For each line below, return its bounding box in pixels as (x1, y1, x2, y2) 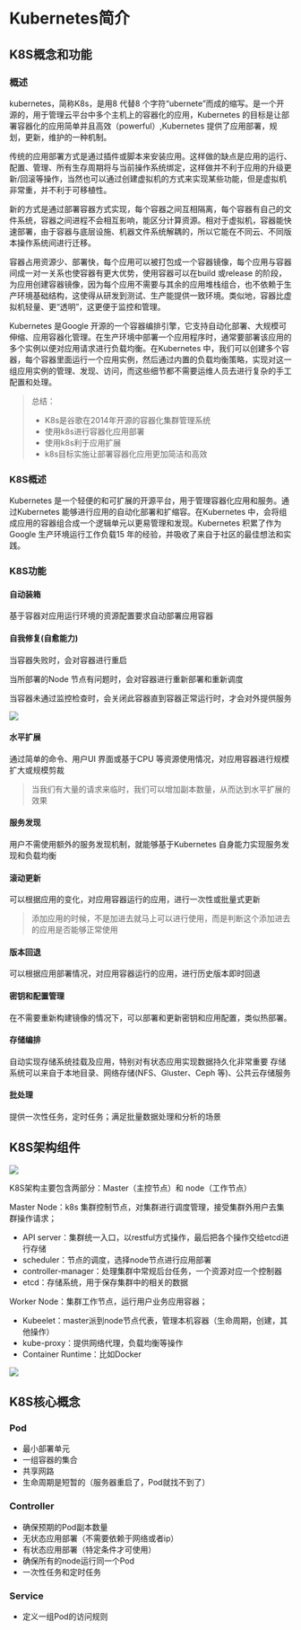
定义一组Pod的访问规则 (21, 1611, 108, 1622)
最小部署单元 (21, 1443, 70, 1454)
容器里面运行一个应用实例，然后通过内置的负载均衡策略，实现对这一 (39, 354, 292, 365)
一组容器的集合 (21, 1455, 78, 1466)
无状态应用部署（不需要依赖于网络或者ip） (21, 1533, 179, 1544)
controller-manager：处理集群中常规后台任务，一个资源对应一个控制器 (21, 1265, 282, 1276)
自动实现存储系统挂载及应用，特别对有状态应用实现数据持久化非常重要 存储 (9, 1056, 287, 1067)
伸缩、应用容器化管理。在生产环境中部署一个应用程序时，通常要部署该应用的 (9, 332, 292, 342)
